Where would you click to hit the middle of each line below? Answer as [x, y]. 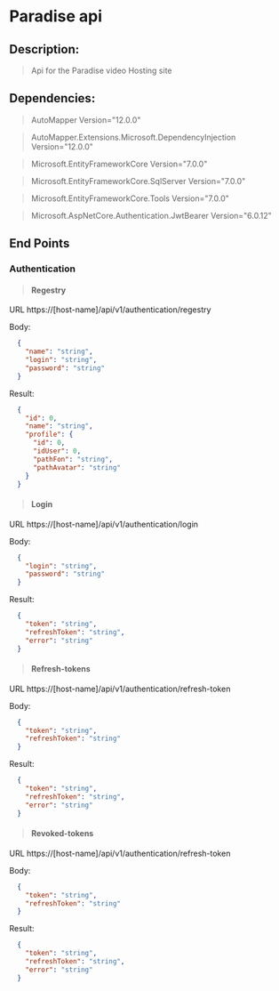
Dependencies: [52, 98]
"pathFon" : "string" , [73, 459]
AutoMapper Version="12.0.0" [86, 120]
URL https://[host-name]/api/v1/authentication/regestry [110, 310]
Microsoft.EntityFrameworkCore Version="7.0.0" [119, 164]
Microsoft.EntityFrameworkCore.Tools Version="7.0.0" [130, 198]
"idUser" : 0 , [57, 451]
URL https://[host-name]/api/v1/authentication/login [104, 524]
